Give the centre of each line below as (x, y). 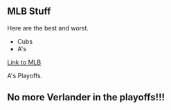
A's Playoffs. (25, 75)
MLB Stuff (29, 11)
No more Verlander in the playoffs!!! (86, 97)
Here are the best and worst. (48, 28)
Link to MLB (24, 62)
